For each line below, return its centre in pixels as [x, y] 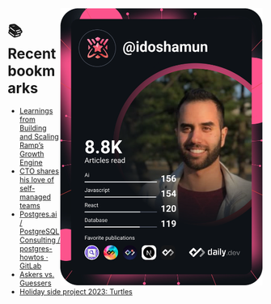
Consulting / [40, 240]
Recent [32, 54]
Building [33, 128]
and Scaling [39, 136]
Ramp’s [32, 145]
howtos [32, 257]
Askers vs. [37, 274]
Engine [31, 162]
